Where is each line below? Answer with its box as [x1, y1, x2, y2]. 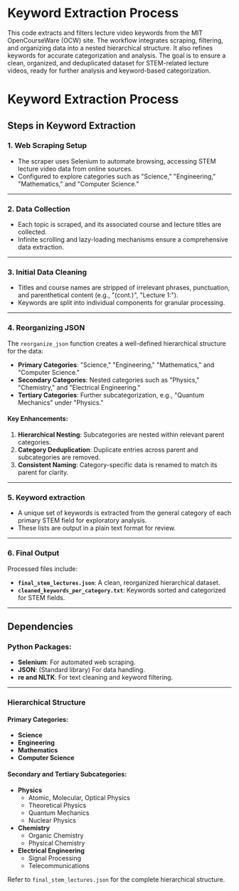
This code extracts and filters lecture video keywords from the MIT [7, 28, 203, 37]
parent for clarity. [17, 468, 69, 476]
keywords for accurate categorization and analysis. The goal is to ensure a [7, 51, 226, 60]
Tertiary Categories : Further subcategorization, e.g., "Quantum [17, 390, 205, 399]
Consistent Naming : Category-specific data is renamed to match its [17, 460, 218, 469]
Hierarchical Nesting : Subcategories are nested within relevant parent [17, 430, 225, 439]
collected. [17, 228, 48, 236]
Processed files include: [7, 564, 78, 573]
